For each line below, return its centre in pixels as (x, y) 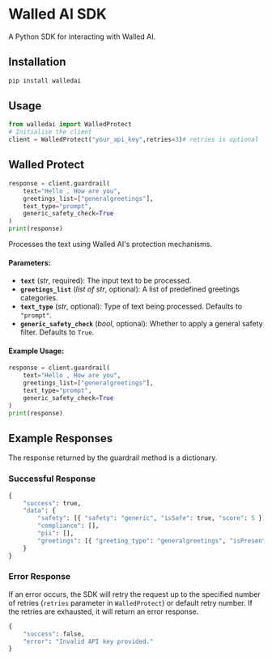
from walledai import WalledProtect (70, 125)
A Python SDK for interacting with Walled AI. (82, 36)
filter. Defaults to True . (57, 332)
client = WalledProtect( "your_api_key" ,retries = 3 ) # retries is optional (134, 140)
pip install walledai (45, 81)
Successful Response (52, 479)
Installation (37, 62)
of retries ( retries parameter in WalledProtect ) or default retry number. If (130, 603)
